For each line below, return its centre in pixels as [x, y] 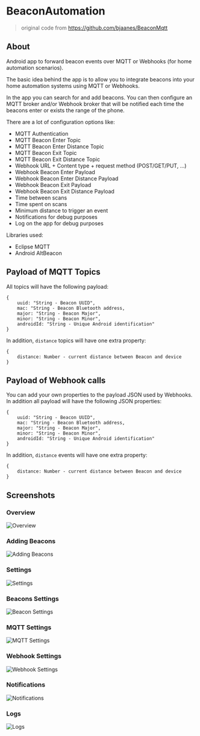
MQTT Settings [29, 627]
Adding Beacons [31, 541]
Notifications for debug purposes [56, 217]
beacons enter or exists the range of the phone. [65, 110]
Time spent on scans [41, 204]
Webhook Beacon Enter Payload [55, 172]
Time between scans [41, 198]
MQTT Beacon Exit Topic [46, 153]
